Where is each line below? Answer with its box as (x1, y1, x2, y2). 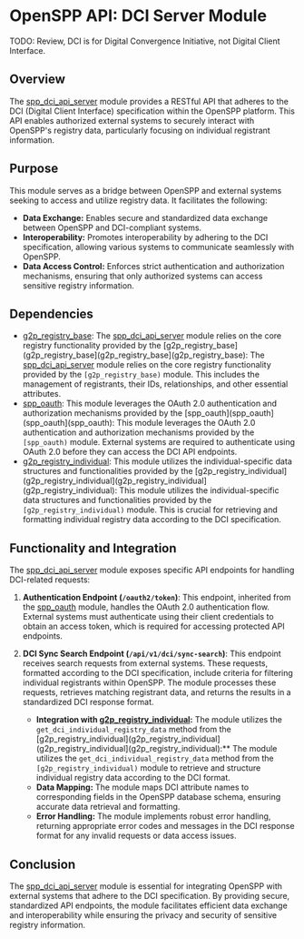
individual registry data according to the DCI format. (35, 772, 231, 783)
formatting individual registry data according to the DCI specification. (22, 514, 281, 525)
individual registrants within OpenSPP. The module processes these (22, 677, 277, 688)
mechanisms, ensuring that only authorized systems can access (22, 270, 263, 281)
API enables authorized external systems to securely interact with (9, 115, 255, 126)
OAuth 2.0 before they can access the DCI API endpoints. (22, 447, 238, 458)
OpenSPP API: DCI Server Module (9, 5, 268, 26)
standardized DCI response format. (22, 697, 154, 708)
